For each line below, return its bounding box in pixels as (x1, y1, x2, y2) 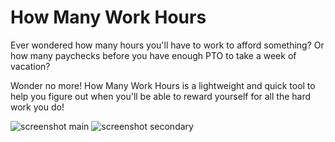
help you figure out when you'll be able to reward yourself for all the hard (10, 90, 312, 102)
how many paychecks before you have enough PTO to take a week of (10, 49, 297, 61)
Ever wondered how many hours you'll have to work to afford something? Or (10, 39, 325, 51)
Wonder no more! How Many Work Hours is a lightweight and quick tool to (10, 79, 316, 91)
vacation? (10, 60, 51, 72)
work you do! (10, 101, 65, 113)
